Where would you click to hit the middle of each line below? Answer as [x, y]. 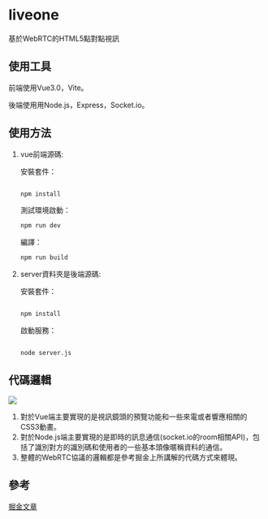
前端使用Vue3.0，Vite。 [48, 88]
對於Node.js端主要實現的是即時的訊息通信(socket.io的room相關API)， [136, 437]
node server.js [46, 353]
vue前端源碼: [42, 154]
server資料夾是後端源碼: [61, 275]
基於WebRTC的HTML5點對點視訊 [64, 38]
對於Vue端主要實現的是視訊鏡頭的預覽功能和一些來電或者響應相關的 [134, 417]
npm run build [44, 257]
